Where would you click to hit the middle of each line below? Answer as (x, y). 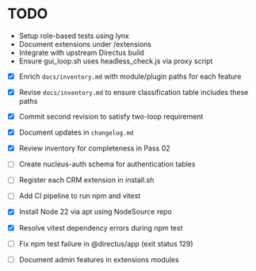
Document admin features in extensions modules (99, 259)
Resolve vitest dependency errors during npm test (101, 227)
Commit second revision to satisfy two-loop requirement (111, 116)
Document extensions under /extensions (85, 44)
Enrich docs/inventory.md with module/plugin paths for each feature (130, 76)
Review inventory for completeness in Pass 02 (95, 148)
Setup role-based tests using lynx (74, 36)
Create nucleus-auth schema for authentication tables (107, 164)
